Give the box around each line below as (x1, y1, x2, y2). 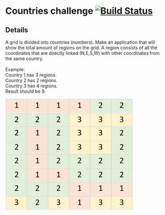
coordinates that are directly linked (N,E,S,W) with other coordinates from (5, 50, 160, 56)
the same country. (5, 55, 43, 62)
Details (5, 26, 28, 34)
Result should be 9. (5, 88, 46, 94)
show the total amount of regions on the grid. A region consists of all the (5, 45, 157, 51)
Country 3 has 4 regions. (5, 83, 58, 89)
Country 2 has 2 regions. (5, 77, 58, 83)
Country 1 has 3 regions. (5, 72, 57, 78)
